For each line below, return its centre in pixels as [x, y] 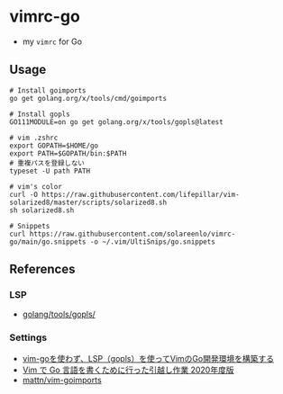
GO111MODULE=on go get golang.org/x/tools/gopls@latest [116, 122]
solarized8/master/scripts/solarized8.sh [88, 202]
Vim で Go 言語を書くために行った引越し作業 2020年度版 [128, 370]
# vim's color [36, 186]
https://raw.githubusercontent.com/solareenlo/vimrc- [132, 234]
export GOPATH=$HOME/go [54, 146]
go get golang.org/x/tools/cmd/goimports [88, 98]
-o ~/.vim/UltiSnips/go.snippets [153, 242]
